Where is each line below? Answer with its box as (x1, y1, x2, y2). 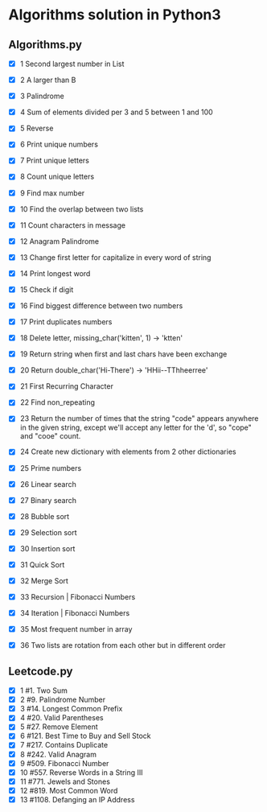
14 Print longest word (19, 268, 91, 278)
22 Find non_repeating (19, 398, 95, 407)
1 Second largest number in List (19, 59, 125, 68)
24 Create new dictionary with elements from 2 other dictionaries (19, 447, 236, 456)
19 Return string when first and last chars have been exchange (19, 349, 228, 359)
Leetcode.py (8, 664, 73, 678)
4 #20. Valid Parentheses (19, 713, 104, 723)
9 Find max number (19, 188, 85, 198)
